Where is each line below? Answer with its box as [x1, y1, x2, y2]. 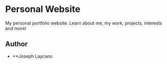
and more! [5, 25, 27, 31]
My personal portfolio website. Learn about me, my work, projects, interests [5, 20, 162, 26]
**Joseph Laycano [12, 53, 53, 59]
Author [5, 40, 28, 48]
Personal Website [5, 3, 80, 15]
